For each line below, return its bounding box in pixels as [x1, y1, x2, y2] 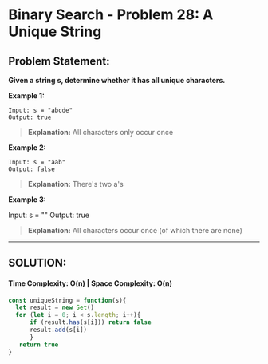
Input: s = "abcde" [8, 106, 73, 114]
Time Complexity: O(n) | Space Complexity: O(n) [8, 278, 173, 288]
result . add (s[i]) [29, 326, 88, 334]
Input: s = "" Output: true [8, 210, 90, 220]
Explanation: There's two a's [27, 180, 124, 188]
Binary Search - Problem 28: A [8, 6, 214, 24]
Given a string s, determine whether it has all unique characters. [8, 76, 226, 85]
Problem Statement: [8, 54, 110, 68]
